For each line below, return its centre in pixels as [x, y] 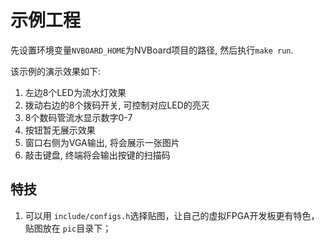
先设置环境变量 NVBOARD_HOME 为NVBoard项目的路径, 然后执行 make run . [152, 50]
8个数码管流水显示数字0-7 [78, 117]
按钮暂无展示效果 [60, 130]
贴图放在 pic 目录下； [68, 228]
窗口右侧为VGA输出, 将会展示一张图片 [102, 142]
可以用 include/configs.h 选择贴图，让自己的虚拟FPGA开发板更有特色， [172, 215]
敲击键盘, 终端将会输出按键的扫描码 [97, 155]
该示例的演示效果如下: [56, 71]
